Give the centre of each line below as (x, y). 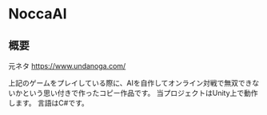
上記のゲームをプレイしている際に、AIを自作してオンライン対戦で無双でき (130, 83)
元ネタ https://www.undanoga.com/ (67, 66)
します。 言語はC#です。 (49, 103)
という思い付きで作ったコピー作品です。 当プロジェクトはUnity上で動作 (140, 93)
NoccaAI (38, 14)
